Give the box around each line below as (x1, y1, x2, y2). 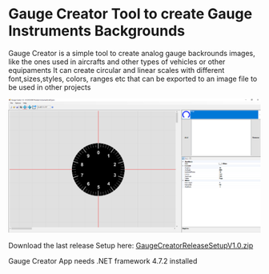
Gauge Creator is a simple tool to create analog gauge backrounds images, (8, 48, 255, 58)
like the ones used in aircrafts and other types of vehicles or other (8, 57, 226, 66)
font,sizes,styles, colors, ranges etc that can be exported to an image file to (8, 74, 258, 83)
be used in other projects (8, 82, 91, 92)
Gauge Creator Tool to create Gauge (8, 5, 253, 23)
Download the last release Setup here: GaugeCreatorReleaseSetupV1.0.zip (8, 241, 254, 251)
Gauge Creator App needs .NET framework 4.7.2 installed (8, 256, 198, 266)
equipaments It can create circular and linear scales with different (8, 65, 225, 75)
